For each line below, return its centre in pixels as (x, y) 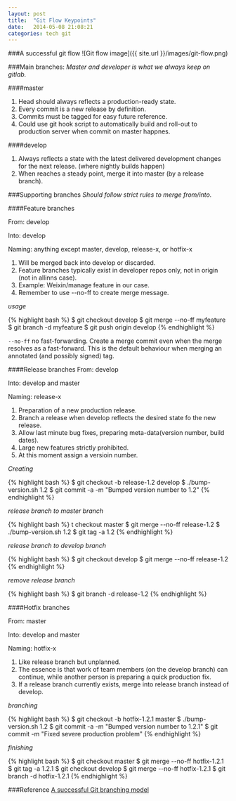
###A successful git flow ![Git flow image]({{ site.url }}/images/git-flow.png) (118, 53)
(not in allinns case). (47, 278)
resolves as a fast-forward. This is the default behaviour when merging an (115, 349)
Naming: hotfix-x (32, 649)
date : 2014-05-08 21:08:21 (51, 27)
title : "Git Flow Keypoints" (52, 20)
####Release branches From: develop (63, 370)
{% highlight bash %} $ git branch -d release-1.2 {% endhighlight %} (107, 594)
